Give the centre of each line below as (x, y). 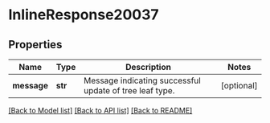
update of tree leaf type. (129, 90)
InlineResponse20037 (84, 15)
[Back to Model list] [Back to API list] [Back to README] (100, 111)
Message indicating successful (142, 80)
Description (148, 67)
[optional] (239, 86)
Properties (35, 45)
